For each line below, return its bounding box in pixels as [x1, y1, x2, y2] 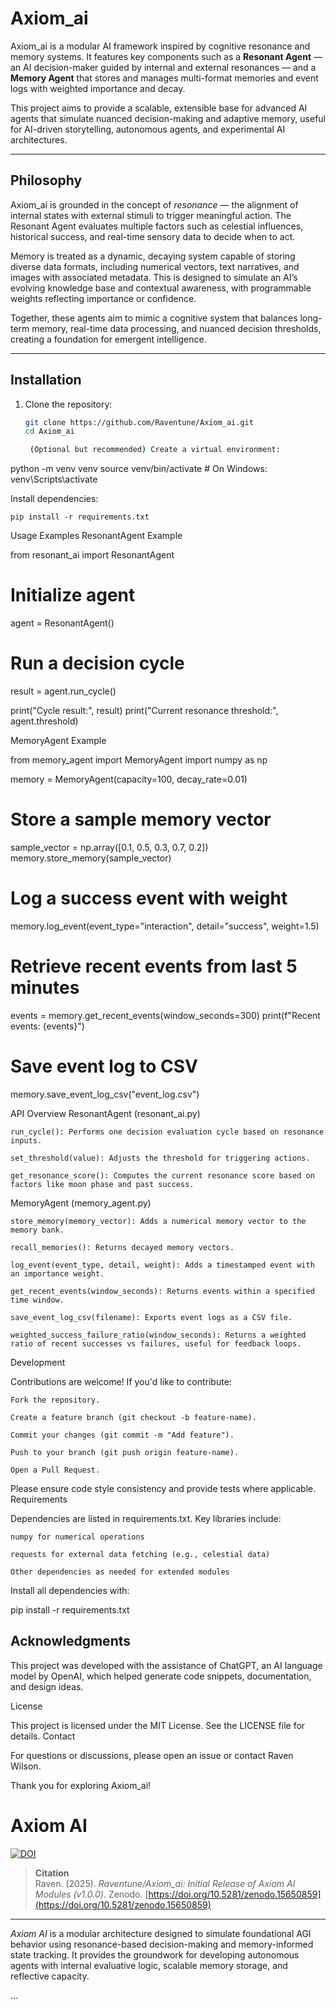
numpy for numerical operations [10, 1532, 145, 1542]
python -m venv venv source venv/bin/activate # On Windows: [10, 463, 268, 475]
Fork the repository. [10, 1395, 101, 1405]
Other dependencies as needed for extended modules [10, 1567, 230, 1577]
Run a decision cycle [10, 652, 185, 675]
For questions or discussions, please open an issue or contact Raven [10, 1749, 294, 1761]
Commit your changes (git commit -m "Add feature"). [10, 1430, 235, 1440]
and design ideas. [10, 1680, 84, 1692]
